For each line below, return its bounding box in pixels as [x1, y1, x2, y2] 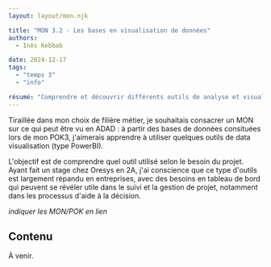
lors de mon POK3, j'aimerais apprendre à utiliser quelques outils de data [8, 132, 251, 142]
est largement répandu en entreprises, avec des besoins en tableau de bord [8, 173, 261, 183]
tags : [8, 64, 27, 72]
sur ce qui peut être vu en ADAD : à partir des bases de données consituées [8, 123, 261, 133]
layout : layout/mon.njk [8, 11, 89, 20]
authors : [8, 34, 38, 42]
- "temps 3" [15, 71, 56, 79]
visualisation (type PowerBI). [8, 140, 103, 150]
